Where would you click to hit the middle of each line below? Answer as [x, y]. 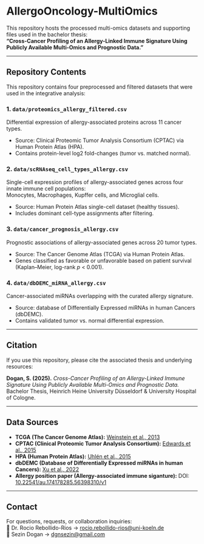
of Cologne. [21, 397]
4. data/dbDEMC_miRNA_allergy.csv [56, 282]
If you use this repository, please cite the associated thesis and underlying [99, 360]
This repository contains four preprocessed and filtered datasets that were [100, 87]
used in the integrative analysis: [46, 93]
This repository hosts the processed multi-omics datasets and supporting [98, 28]
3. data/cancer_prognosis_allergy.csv [63, 229]
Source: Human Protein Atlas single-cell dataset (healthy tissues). [97, 207]
